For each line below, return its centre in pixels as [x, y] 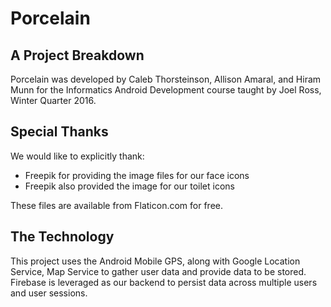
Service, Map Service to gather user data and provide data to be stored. [158, 271]
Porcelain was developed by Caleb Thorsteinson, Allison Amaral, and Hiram [166, 79]
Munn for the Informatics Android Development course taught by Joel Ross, [166, 90]
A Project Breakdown [77, 55]
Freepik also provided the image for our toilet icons [129, 186]
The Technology [62, 237]
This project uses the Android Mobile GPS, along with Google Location [155, 261]
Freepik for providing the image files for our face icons [137, 175]
